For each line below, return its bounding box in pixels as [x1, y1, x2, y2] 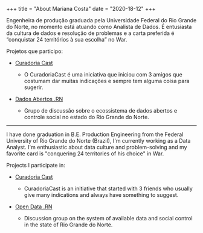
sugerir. [24, 84, 43, 91]
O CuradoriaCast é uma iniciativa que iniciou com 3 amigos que [24, 71, 182, 78]
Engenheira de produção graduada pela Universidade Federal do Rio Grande [6, 17, 197, 23]
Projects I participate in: [6, 162, 65, 169]
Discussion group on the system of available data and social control [24, 215, 193, 222]
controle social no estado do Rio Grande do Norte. [24, 114, 149, 120]
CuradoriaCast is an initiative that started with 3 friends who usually [24, 185, 193, 192]
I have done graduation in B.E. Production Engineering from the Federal [6, 131, 184, 138]
